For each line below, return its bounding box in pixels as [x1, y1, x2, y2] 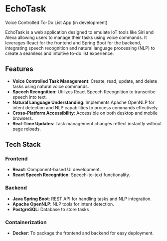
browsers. [12, 115, 33, 121]
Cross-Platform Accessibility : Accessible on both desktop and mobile [12, 110, 158, 116]
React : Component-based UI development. [12, 167, 101, 173]
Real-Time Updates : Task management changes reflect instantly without [12, 120, 162, 126]
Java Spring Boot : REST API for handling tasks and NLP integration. [12, 196, 152, 202]
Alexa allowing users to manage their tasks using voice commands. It [5, 34, 147, 40]
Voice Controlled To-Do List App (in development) [5, 19, 108, 25]
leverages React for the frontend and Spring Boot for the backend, [5, 39, 141, 45]
